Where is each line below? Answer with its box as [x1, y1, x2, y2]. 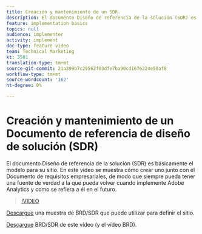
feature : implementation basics [6, 20, 88, 26]
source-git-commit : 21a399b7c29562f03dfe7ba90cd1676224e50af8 [6, 65, 167, 72]
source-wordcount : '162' [6, 77, 69, 83]
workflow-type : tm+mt [6, 71, 61, 77]
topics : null [6, 26, 39, 32]
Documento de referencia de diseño [6, 127, 191, 140]
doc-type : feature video [6, 43, 69, 49]
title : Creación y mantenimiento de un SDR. [6, 9, 121, 15]
